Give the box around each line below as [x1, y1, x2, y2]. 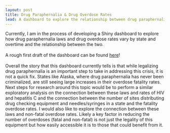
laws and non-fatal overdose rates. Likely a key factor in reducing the [5, 111, 150, 117]
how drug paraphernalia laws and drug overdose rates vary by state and [5, 36, 156, 42]
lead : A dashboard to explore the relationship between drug [5, 17, 137, 22]
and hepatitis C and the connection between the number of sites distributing [5, 95, 164, 101]
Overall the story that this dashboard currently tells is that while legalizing [5, 63, 158, 69]
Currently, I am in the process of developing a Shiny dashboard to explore [5, 31, 159, 37]
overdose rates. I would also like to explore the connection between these [5, 106, 159, 112]
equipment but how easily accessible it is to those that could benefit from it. [5, 122, 163, 128]
